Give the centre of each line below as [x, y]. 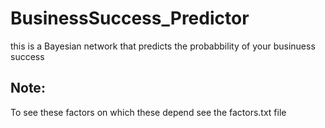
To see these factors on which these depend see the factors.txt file [148, 112]
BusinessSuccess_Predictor [130, 18]
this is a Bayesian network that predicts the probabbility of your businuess [163, 46]
